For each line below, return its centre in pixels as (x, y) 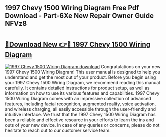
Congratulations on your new (131, 67)
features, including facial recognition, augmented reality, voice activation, (81, 104)
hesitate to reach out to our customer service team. (58, 130)
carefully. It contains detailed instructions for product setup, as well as (77, 88)
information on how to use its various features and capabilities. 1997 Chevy (82, 93)
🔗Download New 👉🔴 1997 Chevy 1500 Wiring (78, 44)
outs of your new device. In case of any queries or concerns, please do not (82, 125)
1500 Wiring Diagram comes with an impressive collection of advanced (78, 98)
